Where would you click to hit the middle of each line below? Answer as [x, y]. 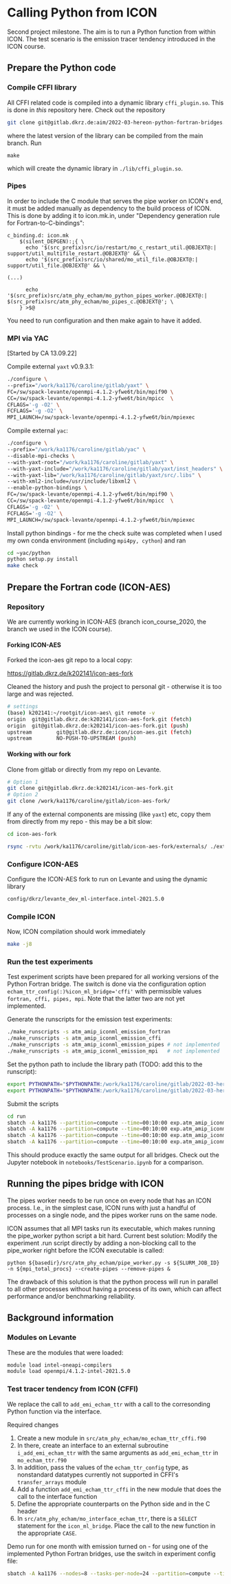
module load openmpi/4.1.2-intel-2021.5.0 [69, 1372]
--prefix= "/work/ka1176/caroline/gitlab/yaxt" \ [78, 385]
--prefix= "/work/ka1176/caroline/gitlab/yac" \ [77, 450]
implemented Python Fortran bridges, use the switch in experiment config [111, 1553]
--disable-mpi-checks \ [41, 456]
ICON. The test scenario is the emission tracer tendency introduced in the [111, 38]
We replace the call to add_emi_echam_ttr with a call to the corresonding [109, 1404]
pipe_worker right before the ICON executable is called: [86, 1250]
